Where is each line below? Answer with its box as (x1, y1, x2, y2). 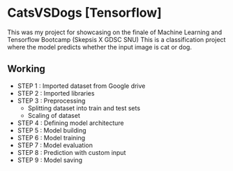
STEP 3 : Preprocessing (17, 96, 86, 105)
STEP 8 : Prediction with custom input (17, 148, 126, 156)
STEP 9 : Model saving (17, 156, 82, 164)
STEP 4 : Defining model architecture (17, 119, 124, 127)
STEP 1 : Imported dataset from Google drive (17, 82, 146, 90)
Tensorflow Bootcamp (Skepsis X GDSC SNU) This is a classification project (7, 35, 226, 43)
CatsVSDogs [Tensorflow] (7, 5, 162, 21)
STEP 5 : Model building (17, 126, 87, 134)
